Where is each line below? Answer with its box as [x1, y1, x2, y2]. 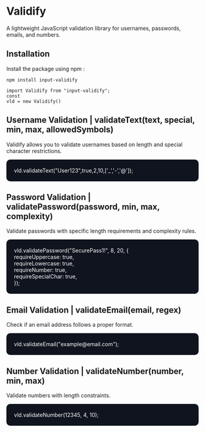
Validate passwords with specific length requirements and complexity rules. [6, 228, 196, 235]
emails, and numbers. [6, 31, 61, 38]
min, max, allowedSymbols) [6, 124, 114, 135]
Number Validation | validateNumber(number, [6, 366, 184, 376]
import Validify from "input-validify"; [6, 88, 111, 94]
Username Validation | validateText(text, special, [6, 115, 195, 125]
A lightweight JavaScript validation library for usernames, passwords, [6, 24, 181, 32]
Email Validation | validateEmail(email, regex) [6, 305, 182, 315]
